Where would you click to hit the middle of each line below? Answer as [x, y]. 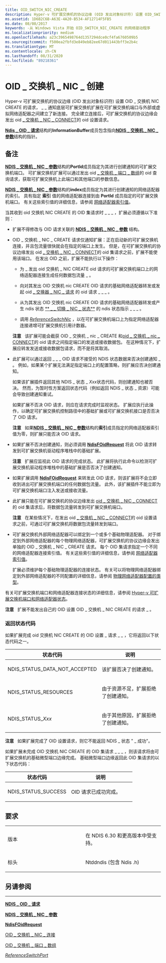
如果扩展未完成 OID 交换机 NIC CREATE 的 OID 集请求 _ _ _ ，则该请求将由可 [82, 752]
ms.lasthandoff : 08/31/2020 [34, 56]
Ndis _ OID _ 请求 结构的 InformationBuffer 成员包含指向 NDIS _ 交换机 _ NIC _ [82, 130]
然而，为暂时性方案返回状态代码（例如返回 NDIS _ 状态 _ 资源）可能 [91, 388]
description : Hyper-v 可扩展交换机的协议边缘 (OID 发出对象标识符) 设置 [74, 14]
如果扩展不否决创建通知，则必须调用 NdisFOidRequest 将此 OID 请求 [83, 444]
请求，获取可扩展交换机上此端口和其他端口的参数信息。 [65, 179]
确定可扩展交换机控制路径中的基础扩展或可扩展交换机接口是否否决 [92, 411]
